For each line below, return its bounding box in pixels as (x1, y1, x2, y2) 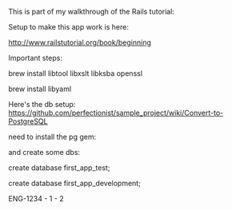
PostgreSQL (8, 117, 48, 126)
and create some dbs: (8, 148, 81, 157)
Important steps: (8, 53, 62, 62)
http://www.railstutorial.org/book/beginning (8, 38, 152, 47)
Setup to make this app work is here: (8, 22, 130, 31)
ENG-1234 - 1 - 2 (8, 194, 64, 203)
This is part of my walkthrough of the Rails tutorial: (8, 7, 174, 16)
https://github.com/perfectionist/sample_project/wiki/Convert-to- (8, 108, 224, 117)
